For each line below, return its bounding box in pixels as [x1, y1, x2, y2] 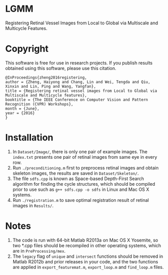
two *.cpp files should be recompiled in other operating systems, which [12, 242, 161, 249]
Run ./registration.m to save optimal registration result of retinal [12, 197, 149, 203]
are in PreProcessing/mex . [12, 248, 66, 254]
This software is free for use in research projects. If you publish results [5, 59, 153, 66]
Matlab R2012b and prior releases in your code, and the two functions [12, 258, 158, 264]
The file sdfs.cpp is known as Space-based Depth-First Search [12, 176, 144, 182]
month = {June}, [5, 106, 39, 111]
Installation [5, 132, 54, 144]
